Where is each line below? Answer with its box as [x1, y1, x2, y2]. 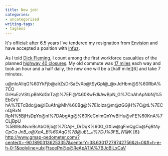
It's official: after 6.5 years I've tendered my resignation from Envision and [5, 40, 158, 46]
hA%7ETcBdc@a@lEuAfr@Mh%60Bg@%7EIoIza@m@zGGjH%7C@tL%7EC [5, 102, 163, 108]
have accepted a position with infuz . [5, 45, 80, 51]
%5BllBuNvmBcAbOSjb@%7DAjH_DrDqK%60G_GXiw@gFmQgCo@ [5, 124, 146, 130]
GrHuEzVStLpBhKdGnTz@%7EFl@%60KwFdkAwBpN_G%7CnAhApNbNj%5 [5, 92, 162, 98]
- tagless [5, 26, 26, 31]
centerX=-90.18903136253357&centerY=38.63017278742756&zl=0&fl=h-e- [5, 139, 162, 146]
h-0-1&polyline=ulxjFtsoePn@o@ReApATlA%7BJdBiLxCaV [5, 145, 126, 151]
